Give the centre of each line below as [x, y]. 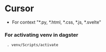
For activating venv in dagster [42, 35]
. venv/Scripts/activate [32, 45]
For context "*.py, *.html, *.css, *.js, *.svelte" [56, 22]
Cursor [19, 9]
